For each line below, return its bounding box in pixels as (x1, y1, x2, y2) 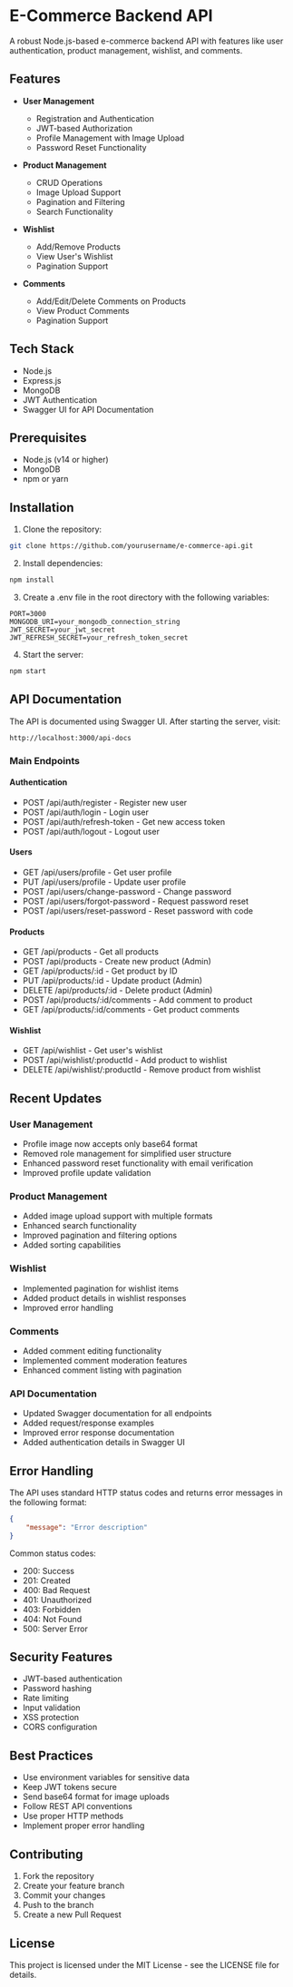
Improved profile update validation (22, 1168, 151, 1179)
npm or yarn (22, 474, 69, 485)
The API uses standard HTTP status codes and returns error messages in (9, 1487, 283, 1498)
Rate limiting (22, 1693, 70, 1704)
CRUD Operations (35, 177, 103, 188)
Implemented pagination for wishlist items (22, 1283, 180, 1294)
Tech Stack (9, 341, 74, 357)
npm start (9, 666, 47, 676)
